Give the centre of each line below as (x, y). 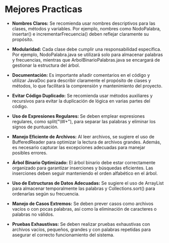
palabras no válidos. (33, 214)
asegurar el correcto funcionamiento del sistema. (63, 235)
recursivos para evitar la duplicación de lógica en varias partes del (81, 101)
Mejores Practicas (44, 9)
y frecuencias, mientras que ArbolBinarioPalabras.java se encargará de (86, 60)
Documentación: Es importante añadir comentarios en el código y (81, 75)
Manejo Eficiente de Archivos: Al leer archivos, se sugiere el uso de (83, 136)
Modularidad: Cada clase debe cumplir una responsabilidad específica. (87, 49)
